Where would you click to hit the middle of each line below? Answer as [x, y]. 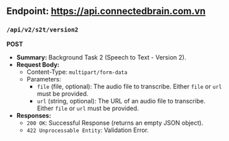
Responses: [34, 115]
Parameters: [44, 79]
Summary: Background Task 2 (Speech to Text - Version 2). [101, 57]
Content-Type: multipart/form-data [77, 72]
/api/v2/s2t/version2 [43, 30]
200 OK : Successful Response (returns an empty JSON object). [115, 123]
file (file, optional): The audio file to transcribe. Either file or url [129, 86]
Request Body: [38, 64]
